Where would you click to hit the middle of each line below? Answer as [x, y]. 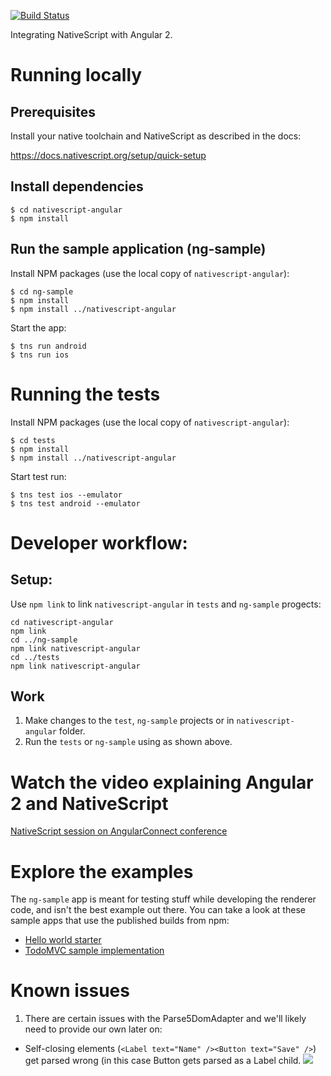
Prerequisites [53, 111]
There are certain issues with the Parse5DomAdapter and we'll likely [165, 1019]
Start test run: [38, 476]
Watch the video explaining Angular [162, 782]
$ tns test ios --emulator [66, 495]
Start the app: [38, 327]
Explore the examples [102, 871]
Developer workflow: [99, 542]
